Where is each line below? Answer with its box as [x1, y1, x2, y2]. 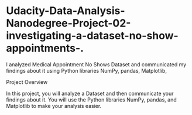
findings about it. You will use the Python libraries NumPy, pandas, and [6, 96, 177, 103]
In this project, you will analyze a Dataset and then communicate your [6, 90, 174, 97]
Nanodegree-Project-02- [6, 16, 131, 30]
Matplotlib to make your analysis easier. [6, 102, 102, 109]
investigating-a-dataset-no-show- [6, 29, 179, 42]
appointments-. [6, 42, 84, 55]
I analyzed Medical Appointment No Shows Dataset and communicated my [6, 60, 187, 68]
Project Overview [6, 78, 48, 86]
